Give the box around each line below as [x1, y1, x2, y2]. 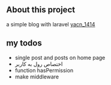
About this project [6, 5, 76, 15]
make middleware [14, 73, 59, 80]
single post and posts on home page [14, 54, 106, 61]
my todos [6, 38, 42, 48]
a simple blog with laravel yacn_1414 [6, 20, 95, 28]
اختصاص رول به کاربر [14, 60, 63, 68]
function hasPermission [14, 66, 74, 74]
